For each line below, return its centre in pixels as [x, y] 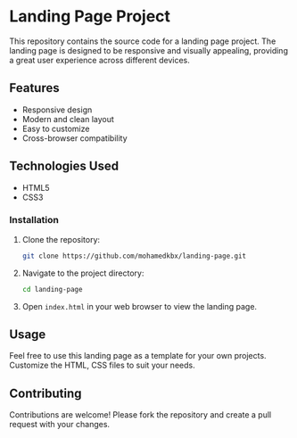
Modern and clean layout [68, 119]
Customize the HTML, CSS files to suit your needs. [102, 365]
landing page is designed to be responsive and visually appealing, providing [148, 50]
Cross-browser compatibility [74, 138]
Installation [34, 220]
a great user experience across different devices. [99, 60]
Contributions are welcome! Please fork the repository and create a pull [140, 415]
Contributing [45, 393]
